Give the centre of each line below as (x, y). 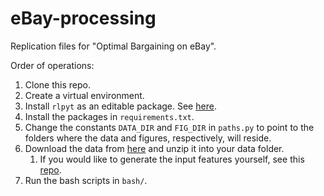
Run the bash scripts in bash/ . (86, 180)
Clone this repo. (57, 84)
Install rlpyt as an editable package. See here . (120, 106)
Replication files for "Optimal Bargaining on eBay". (113, 46)
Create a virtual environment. (84, 95)
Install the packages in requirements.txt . (109, 116)
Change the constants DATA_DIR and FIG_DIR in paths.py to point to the (169, 127)
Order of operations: (52, 65)
